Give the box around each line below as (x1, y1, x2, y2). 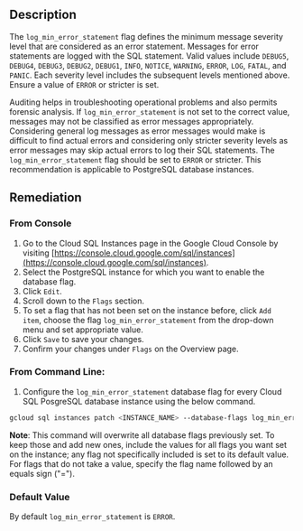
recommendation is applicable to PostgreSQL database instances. (9, 163, 254, 174)
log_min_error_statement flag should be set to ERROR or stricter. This (9, 154, 262, 165)
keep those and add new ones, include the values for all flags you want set (9, 439, 287, 450)
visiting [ (22, 247, 55, 258)
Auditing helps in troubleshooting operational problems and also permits (9, 97, 278, 107)
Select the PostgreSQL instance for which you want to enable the (22, 266, 265, 277)
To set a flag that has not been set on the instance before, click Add (22, 304, 272, 315)
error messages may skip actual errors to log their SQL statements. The (9, 144, 275, 155)
